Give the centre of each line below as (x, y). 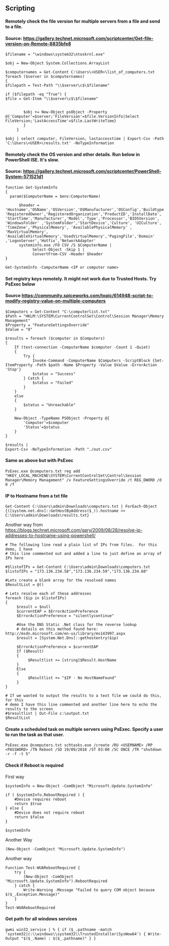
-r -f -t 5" (18, 754)
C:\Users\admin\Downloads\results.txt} (47, 515)
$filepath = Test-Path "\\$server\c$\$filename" (57, 86)
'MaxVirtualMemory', (27, 232)
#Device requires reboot (40, 799)
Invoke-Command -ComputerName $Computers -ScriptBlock (91, 360)
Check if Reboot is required (35, 765)
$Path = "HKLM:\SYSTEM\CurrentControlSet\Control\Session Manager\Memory (85, 316)
